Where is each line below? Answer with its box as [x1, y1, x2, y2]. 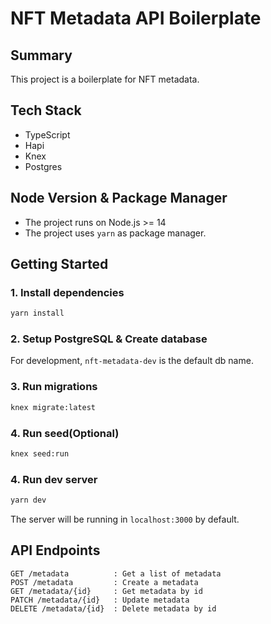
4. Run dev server [10, 472, 98, 486]
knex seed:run [10, 448, 70, 459]
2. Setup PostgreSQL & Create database [10, 332, 208, 346]
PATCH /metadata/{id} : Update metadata [10, 595, 190, 605]
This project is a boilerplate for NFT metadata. [10, 73, 200, 85]
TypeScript [24, 128, 71, 141]
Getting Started [10, 256, 109, 273]
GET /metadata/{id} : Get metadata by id [10, 586, 203, 596]
